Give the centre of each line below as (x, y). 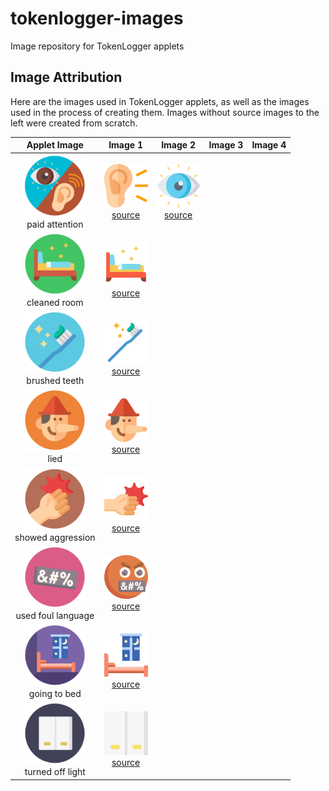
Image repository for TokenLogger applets (97, 46)
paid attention (55, 224)
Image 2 (178, 145)
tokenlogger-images (97, 18)
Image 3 (226, 145)
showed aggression (55, 537)
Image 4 (269, 145)
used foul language (55, 615)
